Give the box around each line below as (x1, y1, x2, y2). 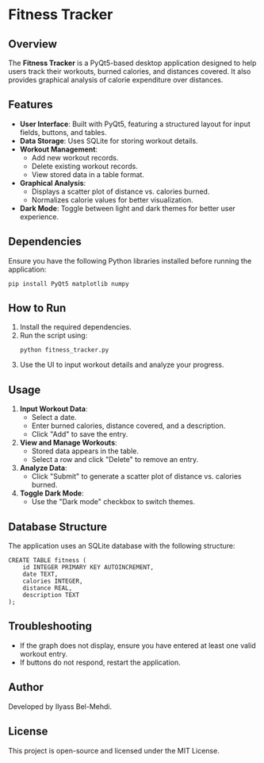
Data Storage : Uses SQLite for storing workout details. (19, 136, 198, 145)
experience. (19, 212, 59, 222)
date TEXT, (22, 570, 59, 579)
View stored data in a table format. (31, 169, 145, 179)
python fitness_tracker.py (19, 346, 109, 354)
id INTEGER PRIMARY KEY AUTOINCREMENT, (22, 564, 155, 572)
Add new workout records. (31, 152, 119, 162)
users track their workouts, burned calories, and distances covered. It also (8, 67, 251, 76)
